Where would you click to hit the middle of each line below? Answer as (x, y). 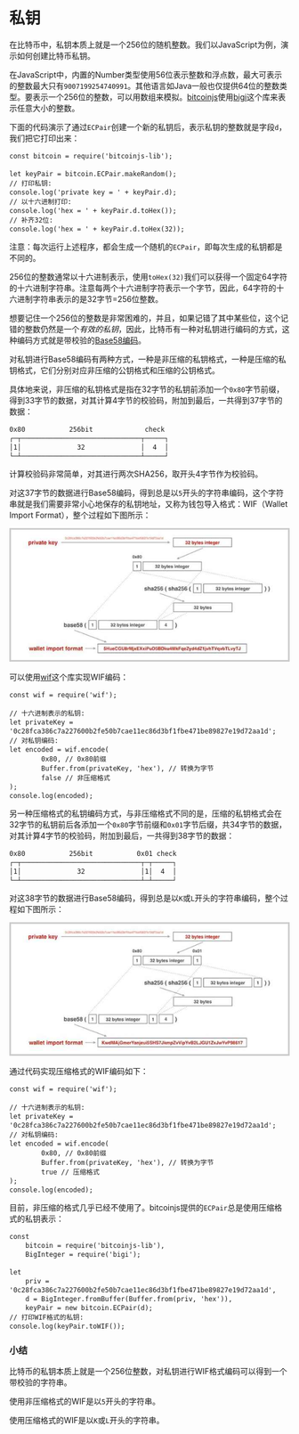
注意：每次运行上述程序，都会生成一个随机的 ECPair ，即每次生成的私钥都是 (146, 247)
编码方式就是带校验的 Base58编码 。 (81, 340)
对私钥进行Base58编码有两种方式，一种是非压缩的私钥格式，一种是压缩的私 (148, 359)
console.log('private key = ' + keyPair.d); (93, 192)
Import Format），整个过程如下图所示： (80, 515)
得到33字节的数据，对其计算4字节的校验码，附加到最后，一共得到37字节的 (146, 400)
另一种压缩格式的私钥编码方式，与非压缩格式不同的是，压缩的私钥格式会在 (145, 813)
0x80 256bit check (87, 429)
